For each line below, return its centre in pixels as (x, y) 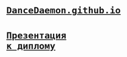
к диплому (31, 46)
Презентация (36, 36)
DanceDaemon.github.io (63, 10)
